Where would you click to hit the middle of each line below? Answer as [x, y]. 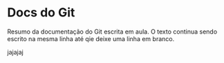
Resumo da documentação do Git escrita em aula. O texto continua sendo [112, 32]
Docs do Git [41, 13]
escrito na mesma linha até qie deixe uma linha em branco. [91, 38]
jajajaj [16, 52]
